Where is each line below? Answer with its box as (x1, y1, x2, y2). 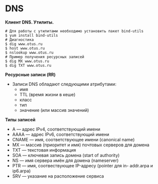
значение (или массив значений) (19, 107, 89, 113)
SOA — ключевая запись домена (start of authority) (12, 152, 120, 158)
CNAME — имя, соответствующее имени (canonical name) (12, 136, 135, 142)
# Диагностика (5, 37, 34, 42)
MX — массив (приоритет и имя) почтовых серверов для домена (12, 142, 150, 148)
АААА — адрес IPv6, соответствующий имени (12, 131, 109, 137)
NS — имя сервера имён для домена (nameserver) (12, 158, 119, 163)
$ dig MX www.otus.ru (5, 58, 50, 64)
